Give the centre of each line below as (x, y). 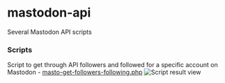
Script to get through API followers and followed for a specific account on (113, 65)
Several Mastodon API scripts (49, 32)
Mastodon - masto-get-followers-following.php (75, 72)
